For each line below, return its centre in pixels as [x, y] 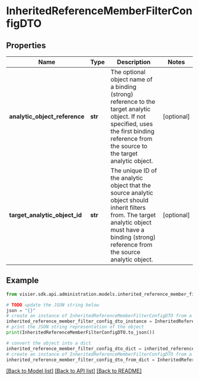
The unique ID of [134, 170]
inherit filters [128, 207]
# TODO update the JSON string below [53, 305]
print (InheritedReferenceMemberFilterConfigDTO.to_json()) [81, 333]
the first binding [133, 131]
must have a [128, 230]
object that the [131, 185]
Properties [26, 45]
